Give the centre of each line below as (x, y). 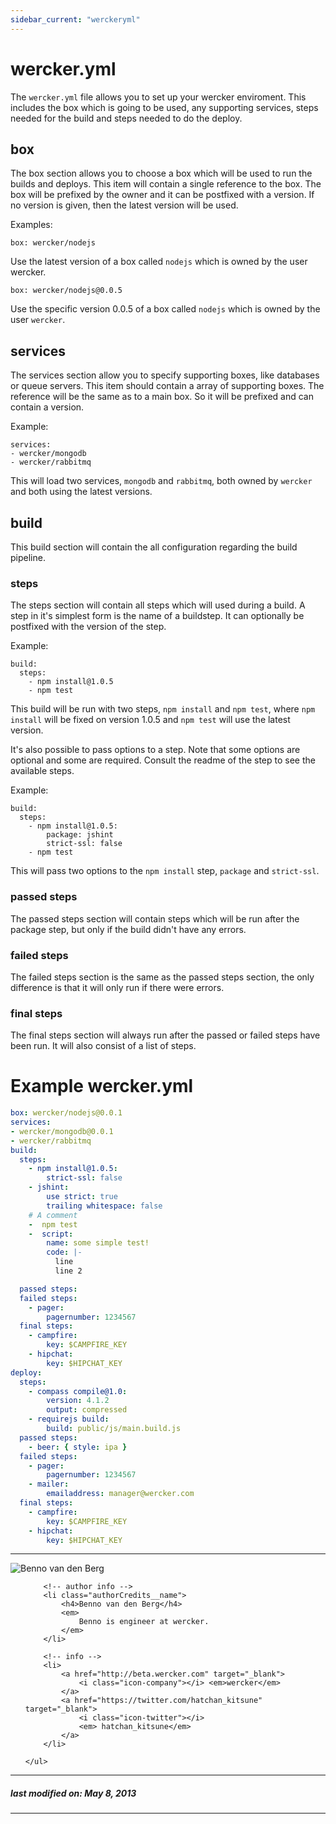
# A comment (53, 1215)
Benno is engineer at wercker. (144, 1622)
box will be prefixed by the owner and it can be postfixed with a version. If (162, 195)
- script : (51, 1234)
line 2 (68, 1271)
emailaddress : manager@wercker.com (120, 1494)
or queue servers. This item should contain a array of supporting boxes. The (167, 386)
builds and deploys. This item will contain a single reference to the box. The (166, 184)
